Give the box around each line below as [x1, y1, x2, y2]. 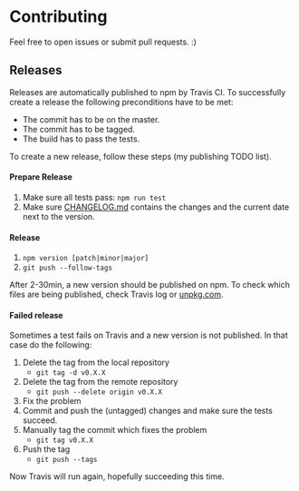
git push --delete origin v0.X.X [35, 388, 163, 397]
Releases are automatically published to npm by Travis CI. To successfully [9, 86, 286, 97]
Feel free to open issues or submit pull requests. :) [9, 36, 198, 47]
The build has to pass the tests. [22, 133, 140, 144]
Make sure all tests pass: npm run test [22, 191, 167, 202]
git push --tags [35, 456, 98, 465]
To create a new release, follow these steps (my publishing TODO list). [9, 151, 272, 162]
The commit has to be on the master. [22, 113, 160, 124]
